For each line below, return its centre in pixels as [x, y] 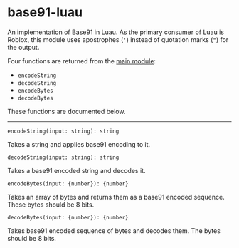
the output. [23, 47]
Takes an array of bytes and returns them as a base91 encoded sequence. [116, 197]
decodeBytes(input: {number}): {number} [68, 217]
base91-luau [45, 12]
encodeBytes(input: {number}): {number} [68, 184]
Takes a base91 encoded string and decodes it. [76, 170]
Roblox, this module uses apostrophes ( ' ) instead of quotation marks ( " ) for [118, 39]
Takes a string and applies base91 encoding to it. [79, 144]
